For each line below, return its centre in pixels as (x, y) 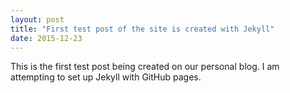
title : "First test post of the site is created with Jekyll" (142, 29)
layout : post (37, 19)
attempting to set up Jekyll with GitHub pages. (106, 77)
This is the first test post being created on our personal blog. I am (145, 67)
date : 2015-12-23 (46, 38)
